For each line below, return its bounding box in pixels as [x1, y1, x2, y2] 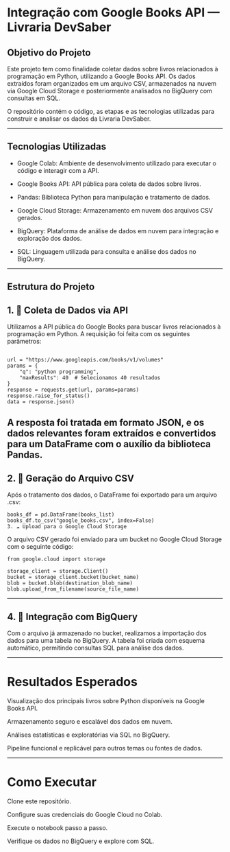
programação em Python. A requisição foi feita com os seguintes [7, 330, 190, 338]
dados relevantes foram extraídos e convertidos [7, 427, 217, 440]
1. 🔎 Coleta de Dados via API [7, 304, 129, 316]
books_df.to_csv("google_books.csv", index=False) [7, 517, 155, 524]
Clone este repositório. [7, 797, 72, 805]
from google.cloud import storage [7, 556, 106, 563]
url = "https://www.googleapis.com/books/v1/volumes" [7, 357, 164, 364]
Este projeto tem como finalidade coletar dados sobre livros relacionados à [7, 65, 218, 73]
